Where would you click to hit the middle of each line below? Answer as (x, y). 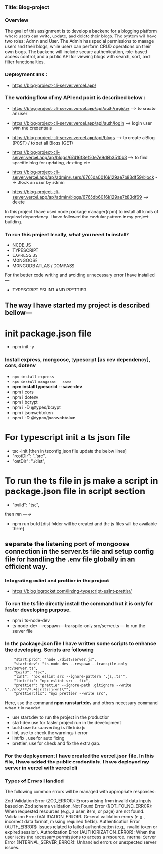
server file (22, 631)
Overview (17, 20)
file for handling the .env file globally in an (70, 559)
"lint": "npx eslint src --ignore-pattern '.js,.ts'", (71, 676)
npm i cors (23, 392)
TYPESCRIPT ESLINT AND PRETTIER (49, 290)
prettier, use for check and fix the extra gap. (56, 743)
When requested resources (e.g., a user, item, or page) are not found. (75, 811)
